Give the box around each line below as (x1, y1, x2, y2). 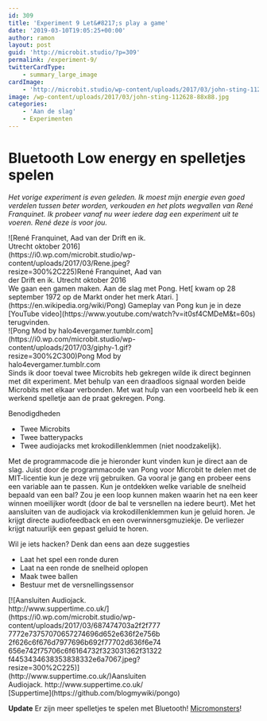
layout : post (8, 41, 52, 49)
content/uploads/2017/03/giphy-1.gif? (8, 342, 132, 352)
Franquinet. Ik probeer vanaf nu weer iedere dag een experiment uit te (8, 209, 239, 218)
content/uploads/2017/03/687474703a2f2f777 (8, 620, 161, 630)
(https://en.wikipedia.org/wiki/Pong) (8, 300, 126, 310)
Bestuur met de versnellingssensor (19, 580, 134, 589)
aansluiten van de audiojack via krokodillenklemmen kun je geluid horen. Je (8, 507, 256, 516)
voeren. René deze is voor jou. (8, 218, 107, 227)
